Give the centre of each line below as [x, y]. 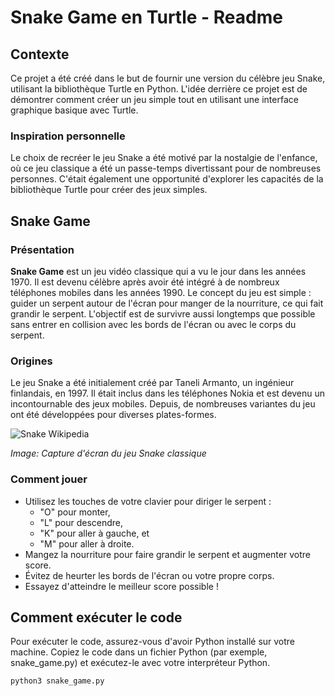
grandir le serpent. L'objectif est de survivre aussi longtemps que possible [163, 313]
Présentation [42, 249]
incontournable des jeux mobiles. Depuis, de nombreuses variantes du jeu [163, 404]
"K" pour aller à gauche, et [94, 533]
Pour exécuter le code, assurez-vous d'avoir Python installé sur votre [153, 642]
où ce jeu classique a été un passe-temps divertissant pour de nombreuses [166, 168]
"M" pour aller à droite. [87, 543]
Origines [31, 361]
